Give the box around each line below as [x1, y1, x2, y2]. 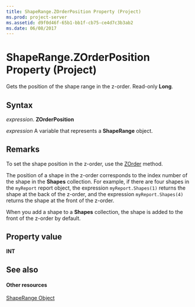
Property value [6, 232, 62, 242]
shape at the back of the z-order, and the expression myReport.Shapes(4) [6, 190, 184, 197]
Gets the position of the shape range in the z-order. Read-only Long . [6, 83, 173, 90]
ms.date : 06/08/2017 [6, 25, 57, 31]
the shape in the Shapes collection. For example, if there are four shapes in [6, 178, 190, 185]
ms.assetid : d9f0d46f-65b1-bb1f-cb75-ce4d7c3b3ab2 [6, 20, 134, 25]
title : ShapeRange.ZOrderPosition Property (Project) [6, 8, 142, 15]
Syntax [6, 100, 33, 110]
